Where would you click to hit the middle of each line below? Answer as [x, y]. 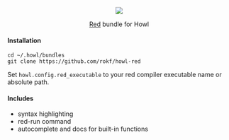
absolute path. [28, 82]
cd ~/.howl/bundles [36, 56]
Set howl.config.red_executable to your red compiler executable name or [114, 75]
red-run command [44, 122]
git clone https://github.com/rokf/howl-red [74, 62]
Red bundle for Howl [119, 24]
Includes [21, 98]
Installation [24, 40]
